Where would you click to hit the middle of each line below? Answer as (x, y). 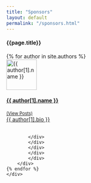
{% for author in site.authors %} (46, 56)
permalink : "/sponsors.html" (43, 23)
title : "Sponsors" (29, 12)
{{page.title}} (24, 43)
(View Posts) (20, 113)
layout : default (27, 18)
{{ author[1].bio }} (28, 119)
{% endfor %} (23, 169)
